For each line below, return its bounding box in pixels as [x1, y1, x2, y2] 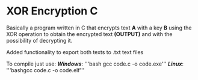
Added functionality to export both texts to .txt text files [6, 48, 144, 55]
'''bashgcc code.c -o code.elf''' [6, 66, 85, 73]
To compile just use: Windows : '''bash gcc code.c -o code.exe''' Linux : [6, 60, 184, 67]
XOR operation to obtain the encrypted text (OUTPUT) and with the [6, 30, 173, 37]
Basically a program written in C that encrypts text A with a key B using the [6, 24, 192, 31]
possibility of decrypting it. [6, 37, 73, 44]
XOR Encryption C [6, 4, 98, 18]
